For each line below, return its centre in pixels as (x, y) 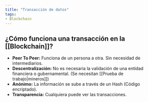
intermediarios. (27, 63)
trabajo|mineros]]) (30, 79)
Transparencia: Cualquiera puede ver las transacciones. (69, 95)
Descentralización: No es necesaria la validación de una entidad (78, 69)
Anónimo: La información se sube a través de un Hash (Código (76, 84)
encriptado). (25, 89)
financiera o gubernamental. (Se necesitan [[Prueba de (68, 74)
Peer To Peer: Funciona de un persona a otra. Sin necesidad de (76, 58)
